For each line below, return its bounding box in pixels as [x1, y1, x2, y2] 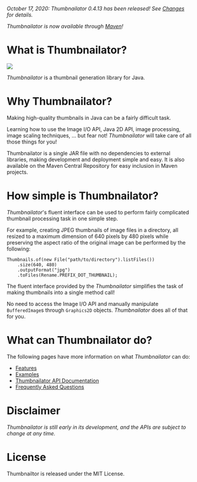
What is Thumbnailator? [6, 44, 127, 57]
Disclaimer [6, 404, 61, 417]
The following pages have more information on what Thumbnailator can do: [6, 353, 191, 360]
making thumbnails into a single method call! [6, 289, 115, 296]
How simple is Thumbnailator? [6, 189, 159, 203]
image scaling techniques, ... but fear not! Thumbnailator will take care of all [6, 132, 192, 139]
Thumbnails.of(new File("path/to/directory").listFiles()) [6, 256, 155, 262]
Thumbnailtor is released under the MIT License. [6, 470, 125, 477]
